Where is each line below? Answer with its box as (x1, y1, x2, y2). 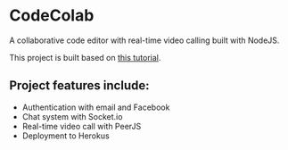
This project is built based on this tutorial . (9, 52, 161, 62)
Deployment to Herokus (21, 130, 110, 141)
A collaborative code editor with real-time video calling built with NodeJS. (9, 35, 280, 46)
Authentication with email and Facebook (21, 102, 170, 112)
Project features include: (9, 78, 150, 94)
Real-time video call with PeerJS (21, 121, 142, 131)
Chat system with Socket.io (21, 111, 123, 121)
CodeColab (9, 5, 95, 26)
